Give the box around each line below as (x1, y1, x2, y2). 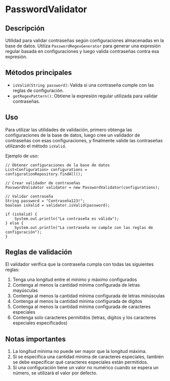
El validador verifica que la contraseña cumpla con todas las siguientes (5, 261, 154, 267)
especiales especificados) (12, 320, 67, 326)
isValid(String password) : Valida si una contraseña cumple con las (12, 82, 154, 88)
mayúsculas (12, 287, 38, 294)
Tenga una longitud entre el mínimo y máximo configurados (12, 276, 138, 283)
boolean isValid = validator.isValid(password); (5, 202, 110, 208)
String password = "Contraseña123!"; (5, 198, 85, 204)
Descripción (5, 24, 45, 33)
